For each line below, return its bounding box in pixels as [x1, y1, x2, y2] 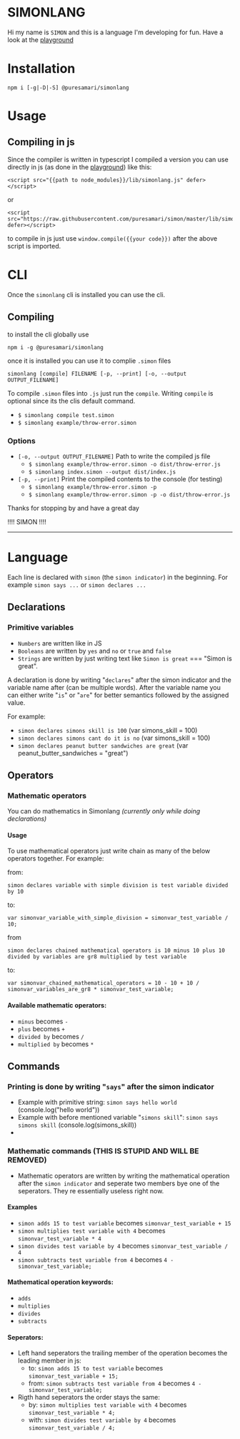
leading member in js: [17, 1356, 82, 1365]
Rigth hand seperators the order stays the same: [17, 1393, 161, 1402]
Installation [7, 61, 76, 77]
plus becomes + [17, 1024, 66, 1033]
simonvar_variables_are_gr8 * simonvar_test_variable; [7, 986, 174, 993]
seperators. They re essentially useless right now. [17, 1186, 164, 1195]
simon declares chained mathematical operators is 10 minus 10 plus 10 [7, 947, 225, 954]
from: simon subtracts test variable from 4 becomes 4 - [28, 1379, 202, 1388]
